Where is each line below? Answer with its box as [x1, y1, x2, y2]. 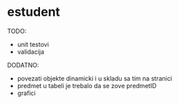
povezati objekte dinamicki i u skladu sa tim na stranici [17, 74, 173, 83]
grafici [17, 89, 36, 97]
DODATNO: [7, 61, 39, 69]
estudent [7, 4, 61, 20]
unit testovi [17, 40, 50, 48]
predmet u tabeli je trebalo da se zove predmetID [17, 81, 157, 90]
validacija [17, 48, 45, 56]
